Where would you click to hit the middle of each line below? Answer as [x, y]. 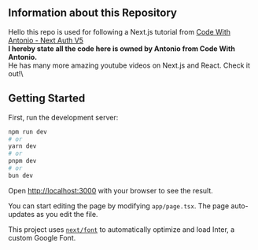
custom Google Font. [42, 237]
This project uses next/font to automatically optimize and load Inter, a [122, 229]
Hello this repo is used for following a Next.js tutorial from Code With [119, 31]
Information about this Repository [92, 13]
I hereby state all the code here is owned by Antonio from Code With [122, 48]
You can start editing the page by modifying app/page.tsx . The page [119, 206]
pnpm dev [22, 161]
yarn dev [22, 146]
